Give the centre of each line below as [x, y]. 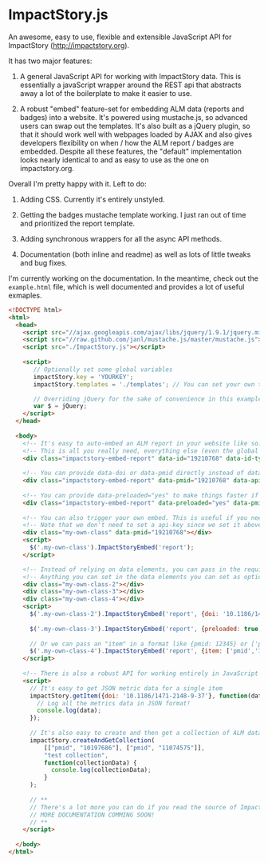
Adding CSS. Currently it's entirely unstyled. [92, 199]
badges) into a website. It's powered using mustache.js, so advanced [134, 117]
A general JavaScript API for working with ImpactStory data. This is [130, 76]
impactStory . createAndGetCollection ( [92, 740]
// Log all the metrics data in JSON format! [114, 703]
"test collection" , [76, 755]
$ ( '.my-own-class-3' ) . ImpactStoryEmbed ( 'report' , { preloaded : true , [146, 629]
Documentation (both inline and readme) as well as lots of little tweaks [135, 254]
